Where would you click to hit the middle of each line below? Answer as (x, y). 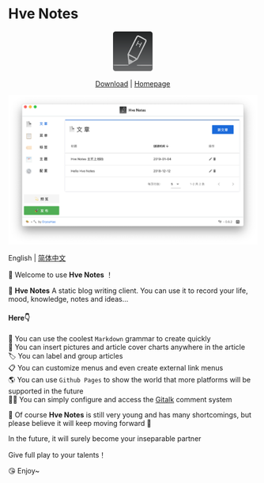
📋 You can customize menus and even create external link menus (116, 367)
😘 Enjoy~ (24, 470)
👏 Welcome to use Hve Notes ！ (60, 275)
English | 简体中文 (37, 258)
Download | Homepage (133, 83)
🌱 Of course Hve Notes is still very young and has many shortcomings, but (130, 415)
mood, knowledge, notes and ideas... (68, 299)
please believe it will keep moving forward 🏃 (80, 423)
